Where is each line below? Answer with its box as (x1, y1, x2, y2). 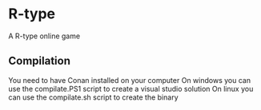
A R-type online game (8, 31, 81, 41)
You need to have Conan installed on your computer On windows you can (8, 75, 251, 84)
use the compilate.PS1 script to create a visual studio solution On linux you (8, 84, 254, 93)
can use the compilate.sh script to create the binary (8, 92, 179, 102)
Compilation (8, 54, 70, 68)
